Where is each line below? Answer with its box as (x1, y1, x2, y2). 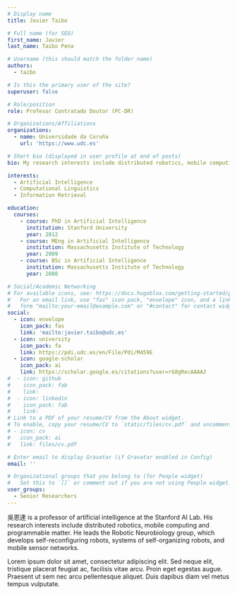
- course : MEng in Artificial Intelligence (20, 238, 150, 245)
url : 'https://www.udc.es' (20, 140, 99, 147)
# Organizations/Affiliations (7, 120, 97, 127)
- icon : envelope (13, 316, 65, 323)
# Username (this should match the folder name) (7, 56, 153, 63)
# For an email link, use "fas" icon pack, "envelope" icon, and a (7, 296, 217, 303)
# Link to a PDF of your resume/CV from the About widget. (7, 414, 185, 421)
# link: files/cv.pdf (7, 441, 78, 448)
